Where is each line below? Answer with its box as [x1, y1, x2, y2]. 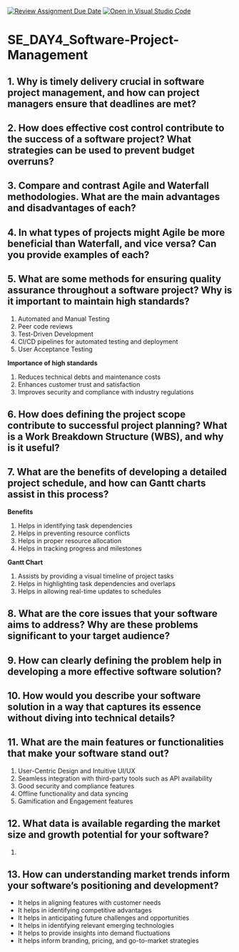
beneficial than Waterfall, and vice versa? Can [7, 237, 217, 249]
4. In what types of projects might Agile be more [7, 226, 225, 239]
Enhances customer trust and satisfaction [17, 380, 141, 389]
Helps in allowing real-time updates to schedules [17, 587, 162, 595]
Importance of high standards [7, 358, 98, 367]
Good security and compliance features [17, 781, 135, 790]
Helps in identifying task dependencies [17, 521, 133, 530]
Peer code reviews [17, 322, 73, 330]
